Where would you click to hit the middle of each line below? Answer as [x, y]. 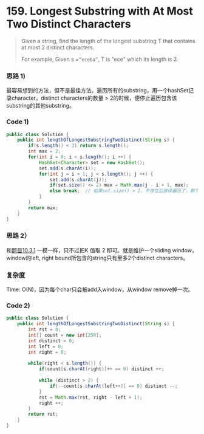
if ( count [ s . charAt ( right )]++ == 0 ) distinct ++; [101, 369]
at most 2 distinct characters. [58, 47]
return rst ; [43, 415]
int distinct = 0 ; [51, 341]
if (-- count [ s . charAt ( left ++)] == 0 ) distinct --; [114, 386]
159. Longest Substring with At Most [100, 11]
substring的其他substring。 [40, 106]
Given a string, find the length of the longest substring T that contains [108, 41]
